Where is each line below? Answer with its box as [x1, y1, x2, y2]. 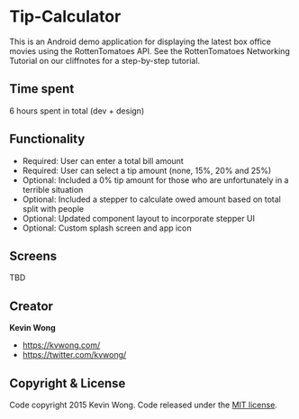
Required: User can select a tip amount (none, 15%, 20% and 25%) [22, 165, 272, 176]
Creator [9, 298, 54, 314]
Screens [9, 248, 57, 263]
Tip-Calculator [9, 6, 122, 27]
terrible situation [22, 184, 84, 195]
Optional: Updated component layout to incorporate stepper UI [22, 213, 255, 223]
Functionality [9, 132, 86, 147]
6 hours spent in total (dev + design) [9, 105, 145, 116]
